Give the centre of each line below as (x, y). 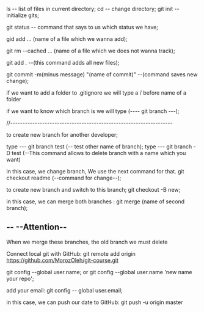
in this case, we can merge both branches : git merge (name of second (96, 201)
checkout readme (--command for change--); (64, 178)
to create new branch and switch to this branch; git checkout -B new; (93, 190)
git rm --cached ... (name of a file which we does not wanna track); (91, 51)
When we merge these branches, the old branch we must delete (87, 242)
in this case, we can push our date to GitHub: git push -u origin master (95, 302)
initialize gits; (23, 15)
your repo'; (20, 278)
